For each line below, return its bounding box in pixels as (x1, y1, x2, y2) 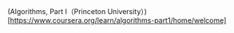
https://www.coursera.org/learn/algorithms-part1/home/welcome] (10, 16, 227, 25)
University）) (107, 7, 147, 16)
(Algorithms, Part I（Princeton (7, 7, 106, 16)
